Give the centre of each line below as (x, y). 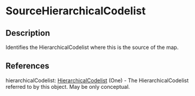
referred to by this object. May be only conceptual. (68, 86)
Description (28, 33)
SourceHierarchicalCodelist (76, 11)
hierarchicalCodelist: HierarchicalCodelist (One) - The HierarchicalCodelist (97, 80)
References (27, 66)
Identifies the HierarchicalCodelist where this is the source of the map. (92, 47)
